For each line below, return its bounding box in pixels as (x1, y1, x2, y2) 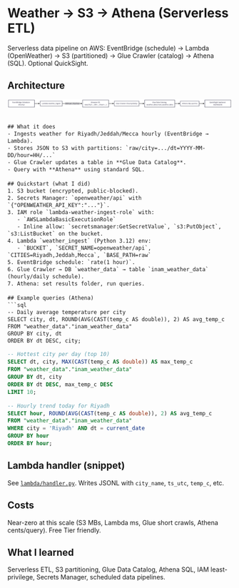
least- (210, 565, 228, 574)
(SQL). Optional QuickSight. (7, 59, 88, 67)
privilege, (7, 573, 35, 582)
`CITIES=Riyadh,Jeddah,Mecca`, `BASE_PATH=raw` (7, 252, 152, 259)
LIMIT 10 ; (7, 388, 37, 395)
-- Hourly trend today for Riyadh (7, 402, 111, 410)
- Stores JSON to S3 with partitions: (7, 145, 123, 152)
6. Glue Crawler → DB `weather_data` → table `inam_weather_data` (7, 266, 209, 273)
